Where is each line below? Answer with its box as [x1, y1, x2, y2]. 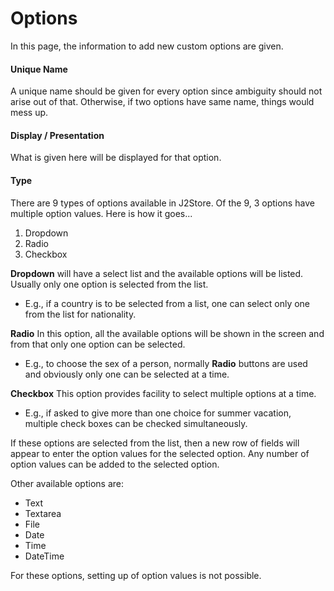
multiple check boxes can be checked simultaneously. [24, 417, 248, 429]
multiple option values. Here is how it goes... [10, 207, 193, 219]
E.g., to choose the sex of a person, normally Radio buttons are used [24, 357, 308, 369]
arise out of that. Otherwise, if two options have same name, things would [10, 96, 315, 108]
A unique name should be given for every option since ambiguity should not [10, 85, 323, 97]
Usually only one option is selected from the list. [10, 278, 209, 290]
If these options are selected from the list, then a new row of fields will [10, 437, 300, 449]
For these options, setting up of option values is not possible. [10, 569, 262, 581]
